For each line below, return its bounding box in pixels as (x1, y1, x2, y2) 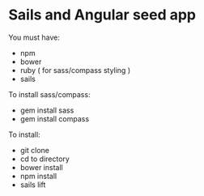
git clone (19, 145, 50, 155)
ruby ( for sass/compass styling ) (19, 65, 131, 75)
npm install (19, 171, 57, 181)
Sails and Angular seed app (8, 6, 197, 24)
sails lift (19, 180, 46, 190)
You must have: (8, 32, 61, 42)
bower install (19, 162, 63, 172)
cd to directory (19, 154, 70, 164)
